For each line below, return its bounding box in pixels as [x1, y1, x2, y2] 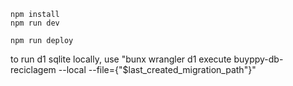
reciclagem [10, 64, 57, 75]
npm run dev [10, 18, 60, 28]
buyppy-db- [233, 53, 284, 65]
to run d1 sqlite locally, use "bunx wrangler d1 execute [10, 53, 232, 65]
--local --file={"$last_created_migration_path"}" [58, 64, 257, 75]
